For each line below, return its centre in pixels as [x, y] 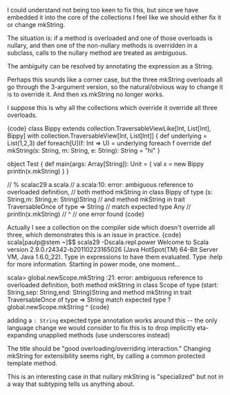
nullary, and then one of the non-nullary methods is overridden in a [103, 45]
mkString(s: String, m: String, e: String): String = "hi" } [84, 150]
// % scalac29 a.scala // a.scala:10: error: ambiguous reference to [100, 185]
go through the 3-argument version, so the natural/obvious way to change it [115, 87]
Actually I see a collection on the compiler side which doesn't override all [111, 227]
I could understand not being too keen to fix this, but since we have [103, 10]
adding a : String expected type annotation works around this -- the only [112, 320]
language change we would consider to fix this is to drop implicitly [101, 328]
